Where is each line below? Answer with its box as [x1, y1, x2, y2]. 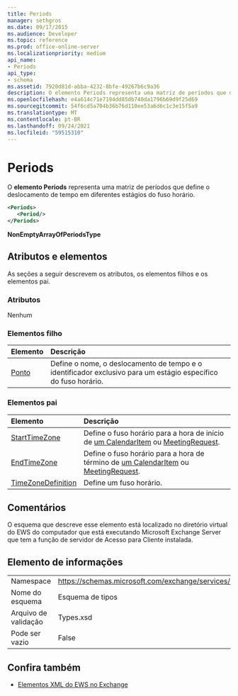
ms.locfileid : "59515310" [7, 129, 84, 136]
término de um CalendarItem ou [84, 457, 189, 467]
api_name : [7, 57, 37, 64]
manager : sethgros [7, 17, 62, 24]
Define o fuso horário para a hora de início [84, 428, 225, 438]
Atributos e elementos [7, 251, 108, 263]
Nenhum [7, 311, 33, 320]
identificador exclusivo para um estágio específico [50, 368, 218, 378]
